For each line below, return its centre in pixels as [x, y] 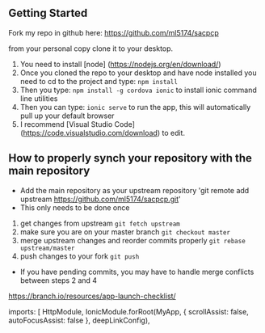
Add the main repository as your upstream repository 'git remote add [135, 190]
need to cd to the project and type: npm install [99, 81]
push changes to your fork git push [80, 256]
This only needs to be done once [75, 207]
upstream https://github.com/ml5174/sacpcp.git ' [101, 199]
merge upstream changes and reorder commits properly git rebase [133, 240]
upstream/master [47, 248]
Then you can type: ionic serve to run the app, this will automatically [135, 107]
